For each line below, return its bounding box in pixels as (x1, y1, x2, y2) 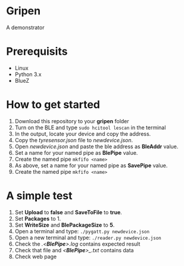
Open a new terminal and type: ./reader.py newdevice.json (14, 234, 162, 241)
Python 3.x (14, 70, 42, 78)
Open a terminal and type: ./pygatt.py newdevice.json (14, 227, 150, 234)
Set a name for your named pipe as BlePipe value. (14, 149, 138, 156)
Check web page (14, 253, 57, 260)
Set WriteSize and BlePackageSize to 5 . (14, 221, 115, 229)
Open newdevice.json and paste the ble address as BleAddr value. (14, 143, 179, 150)
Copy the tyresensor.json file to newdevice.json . (14, 136, 133, 143)
